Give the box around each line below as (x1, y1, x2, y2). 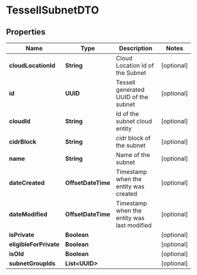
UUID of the (116, 93, 148, 101)
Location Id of (116, 62, 154, 69)
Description (119, 45, 152, 52)
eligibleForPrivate (9, 240, 60, 248)
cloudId (9, 117, 31, 125)
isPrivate (9, 231, 35, 239)
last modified (116, 221, 152, 229)
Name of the (116, 151, 151, 159)
